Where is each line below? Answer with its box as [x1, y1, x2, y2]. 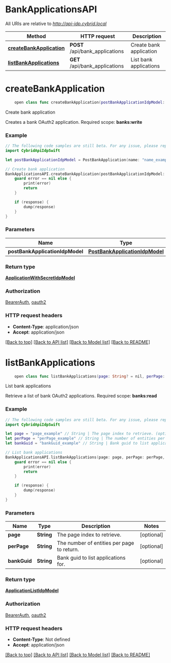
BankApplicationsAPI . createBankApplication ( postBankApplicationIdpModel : [5, 171, 165, 176]
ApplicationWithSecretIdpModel [5, 275, 75, 281]
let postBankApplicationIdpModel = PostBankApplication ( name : [5, 157, 140, 162]
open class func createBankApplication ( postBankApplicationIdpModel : [14, 100, 165, 105]
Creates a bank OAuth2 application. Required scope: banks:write [5, 119, 142, 125]
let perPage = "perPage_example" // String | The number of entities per [5, 436, 165, 441]
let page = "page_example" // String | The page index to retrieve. [5, 431, 154, 436]
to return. [56, 546, 79, 553]
